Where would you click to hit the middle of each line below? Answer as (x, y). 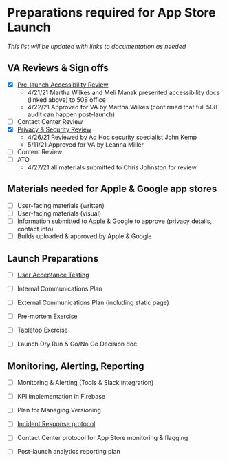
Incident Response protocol (56, 424)
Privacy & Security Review (54, 129)
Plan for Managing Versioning (59, 410)
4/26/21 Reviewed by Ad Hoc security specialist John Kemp (112, 137)
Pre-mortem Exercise (47, 316)
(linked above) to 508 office (67, 99)
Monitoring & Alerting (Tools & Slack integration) (85, 383)
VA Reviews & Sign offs (58, 68)
